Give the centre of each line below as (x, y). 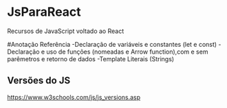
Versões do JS (39, 81)
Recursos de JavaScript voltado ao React (66, 31)
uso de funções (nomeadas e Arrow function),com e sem (127, 52)
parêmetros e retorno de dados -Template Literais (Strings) (90, 58)
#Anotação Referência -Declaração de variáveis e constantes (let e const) (112, 44)
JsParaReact (44, 12)
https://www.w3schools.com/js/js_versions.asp (74, 97)
